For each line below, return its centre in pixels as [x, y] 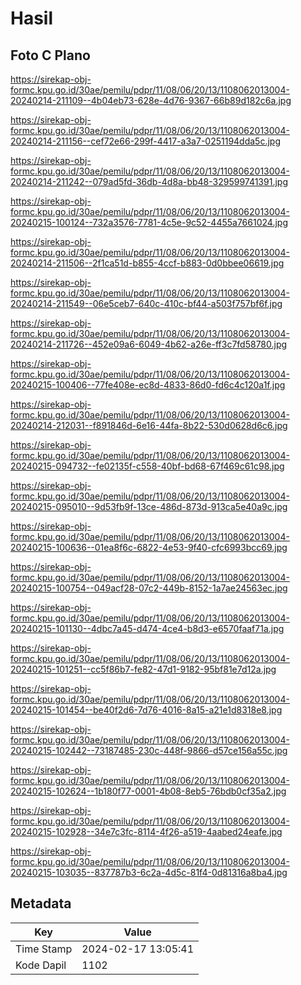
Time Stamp [44, 949]
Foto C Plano [50, 55]
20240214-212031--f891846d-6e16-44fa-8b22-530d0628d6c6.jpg [149, 425]
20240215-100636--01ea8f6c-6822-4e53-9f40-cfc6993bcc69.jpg [149, 547]
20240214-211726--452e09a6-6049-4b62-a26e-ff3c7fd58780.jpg [149, 344]
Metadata [41, 903]
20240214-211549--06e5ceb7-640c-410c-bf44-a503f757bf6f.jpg [146, 303]
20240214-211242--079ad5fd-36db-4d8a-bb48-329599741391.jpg [149, 181]
